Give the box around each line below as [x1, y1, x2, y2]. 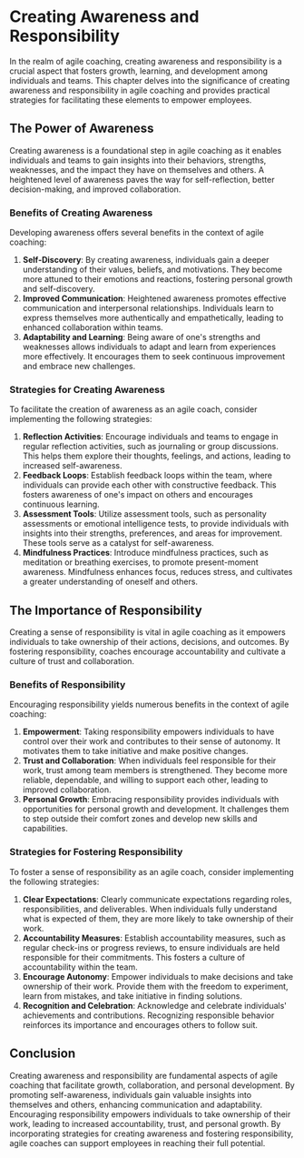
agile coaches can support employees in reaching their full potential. [9, 1137, 266, 1148]
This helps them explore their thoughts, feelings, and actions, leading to [22, 450, 291, 461]
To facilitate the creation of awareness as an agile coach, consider [9, 404, 258, 415]
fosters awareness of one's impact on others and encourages [22, 489, 254, 500]
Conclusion [9, 1046, 76, 1062]
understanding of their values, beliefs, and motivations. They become [22, 264, 283, 275]
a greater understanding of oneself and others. [22, 576, 198, 588]
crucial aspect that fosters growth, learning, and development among [9, 65, 269, 76]
